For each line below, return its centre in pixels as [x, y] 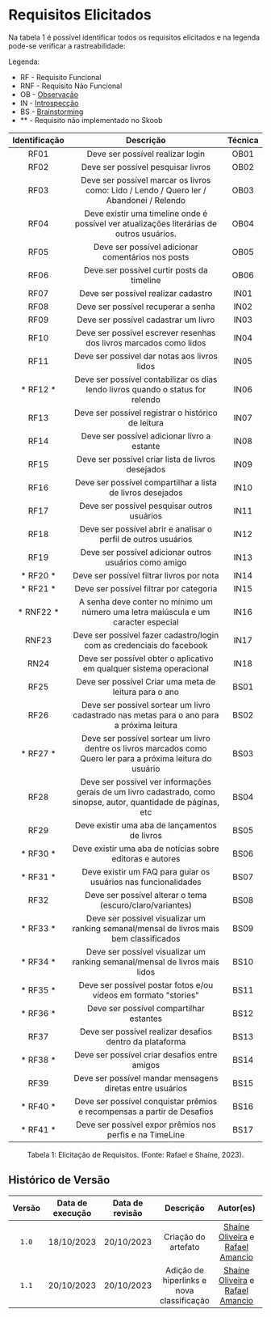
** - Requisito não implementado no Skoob [91, 120]
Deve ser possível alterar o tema [146, 895]
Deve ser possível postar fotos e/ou [146, 985]
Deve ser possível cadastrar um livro [146, 320]
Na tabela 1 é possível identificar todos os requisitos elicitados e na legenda [134, 37]
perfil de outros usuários [146, 539]
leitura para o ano [146, 692]
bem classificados [146, 938]
